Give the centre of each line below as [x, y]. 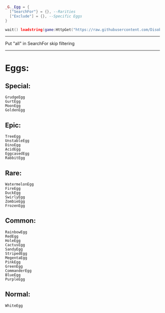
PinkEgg [13, 262]
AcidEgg [13, 150]
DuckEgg [13, 193]
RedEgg [12, 236]
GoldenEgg [15, 110]
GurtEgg [13, 102]
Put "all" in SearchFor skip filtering [40, 44]
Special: [18, 86]
